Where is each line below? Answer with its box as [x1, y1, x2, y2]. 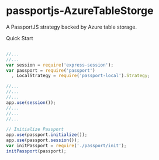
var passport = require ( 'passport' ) [6, 67, 95, 74]
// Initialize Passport [6, 127, 64, 133]
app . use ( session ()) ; [6, 99, 57, 106]
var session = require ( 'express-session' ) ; [6, 62, 114, 68]
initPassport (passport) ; [6, 148, 67, 154]
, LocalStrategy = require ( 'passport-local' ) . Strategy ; [11, 73, 150, 79]
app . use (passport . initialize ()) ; [6, 132, 88, 138]
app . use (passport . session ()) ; [6, 137, 80, 144]
